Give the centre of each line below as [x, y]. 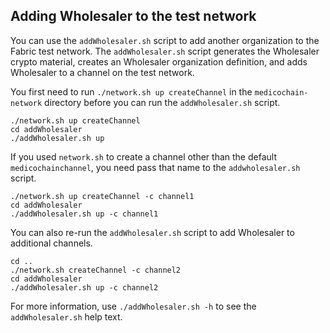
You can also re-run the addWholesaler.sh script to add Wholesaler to [152, 232]
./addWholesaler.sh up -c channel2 [84, 287]
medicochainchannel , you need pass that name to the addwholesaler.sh [155, 167]
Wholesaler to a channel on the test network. [102, 72]
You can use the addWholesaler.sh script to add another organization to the [165, 40]
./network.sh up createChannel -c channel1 [102, 196]
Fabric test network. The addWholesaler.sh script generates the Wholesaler [165, 51]
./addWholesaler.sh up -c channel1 [84, 214]
